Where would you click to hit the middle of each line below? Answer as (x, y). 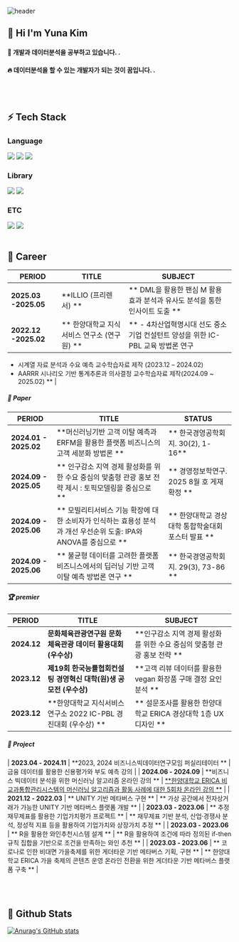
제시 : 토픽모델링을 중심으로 (108, 488)
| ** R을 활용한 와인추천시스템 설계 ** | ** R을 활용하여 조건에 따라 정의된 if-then (119, 834)
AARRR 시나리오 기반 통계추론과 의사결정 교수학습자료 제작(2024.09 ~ (116, 374)
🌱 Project (21, 744)
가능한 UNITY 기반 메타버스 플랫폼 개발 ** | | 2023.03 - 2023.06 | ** (118, 808)
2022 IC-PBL (92, 714)
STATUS (198, 419)
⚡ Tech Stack (37, 117)
